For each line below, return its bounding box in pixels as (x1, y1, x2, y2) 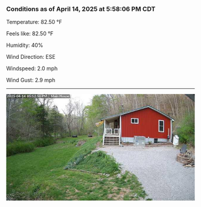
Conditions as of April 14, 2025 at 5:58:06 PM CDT (6, 5, 156, 13)
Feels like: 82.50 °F (6, 30, 54, 37)
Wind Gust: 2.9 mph (6, 77, 56, 84)
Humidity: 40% (6, 41, 44, 49)
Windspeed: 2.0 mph (6, 65, 58, 72)
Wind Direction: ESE (6, 53, 56, 61)
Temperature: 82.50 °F (6, 19, 63, 26)
